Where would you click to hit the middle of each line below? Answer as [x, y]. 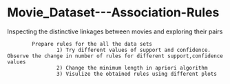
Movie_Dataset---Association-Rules [113, 13]
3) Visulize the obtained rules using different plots [136, 74]
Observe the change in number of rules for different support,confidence [115, 56]
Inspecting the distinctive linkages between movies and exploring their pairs [115, 31]
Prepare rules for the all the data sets [92, 44]
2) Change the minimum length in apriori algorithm [132, 68]
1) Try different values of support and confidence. [134, 50]
